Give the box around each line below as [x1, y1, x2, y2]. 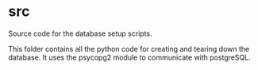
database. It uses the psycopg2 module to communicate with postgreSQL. [8, 52, 252, 62]
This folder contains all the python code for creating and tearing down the [8, 44, 250, 53]
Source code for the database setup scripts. [8, 29, 152, 38]
